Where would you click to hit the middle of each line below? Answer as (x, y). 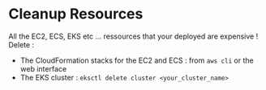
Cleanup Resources (76, 14)
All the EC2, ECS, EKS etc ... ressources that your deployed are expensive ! (133, 36)
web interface (43, 68)
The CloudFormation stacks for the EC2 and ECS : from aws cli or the (137, 60)
